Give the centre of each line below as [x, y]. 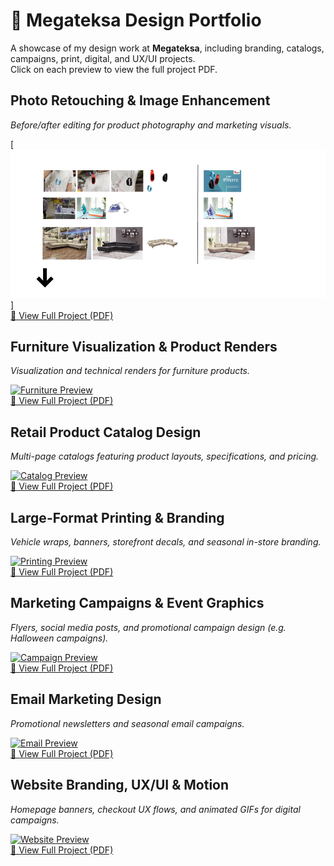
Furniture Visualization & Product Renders [144, 347]
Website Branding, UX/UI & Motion [120, 785]
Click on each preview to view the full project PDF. [114, 69]
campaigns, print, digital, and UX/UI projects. [103, 58]
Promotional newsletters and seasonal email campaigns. [127, 723]
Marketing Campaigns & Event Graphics [137, 603]
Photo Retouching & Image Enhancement [140, 100]
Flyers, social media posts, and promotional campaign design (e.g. [148, 627]
